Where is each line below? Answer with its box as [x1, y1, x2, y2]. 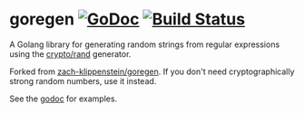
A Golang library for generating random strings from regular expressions [9, 39, 280, 50]
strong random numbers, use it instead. [9, 75, 157, 86]
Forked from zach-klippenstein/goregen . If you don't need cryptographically [9, 66, 295, 77]
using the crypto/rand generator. [9, 48, 132, 59]
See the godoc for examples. [9, 93, 118, 104]
